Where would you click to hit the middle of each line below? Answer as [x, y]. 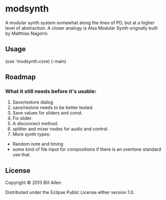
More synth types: [31, 134]
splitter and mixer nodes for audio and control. [61, 129]
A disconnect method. [35, 124]
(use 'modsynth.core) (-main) [36, 61]
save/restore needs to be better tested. [53, 108]
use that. [22, 155]
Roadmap [21, 77]
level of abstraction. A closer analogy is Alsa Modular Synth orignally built [81, 28]
